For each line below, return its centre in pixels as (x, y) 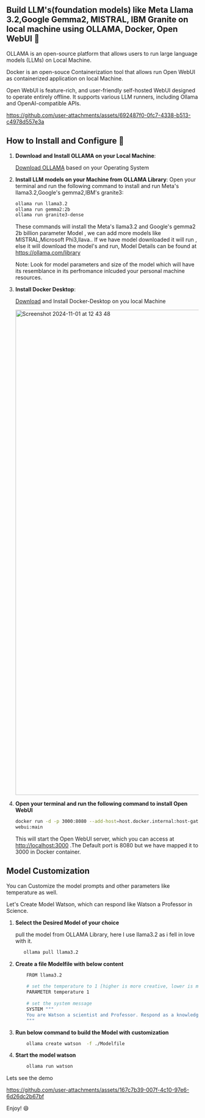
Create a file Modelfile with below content (69, 964)
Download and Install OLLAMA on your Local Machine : (85, 156)
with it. (23, 941)
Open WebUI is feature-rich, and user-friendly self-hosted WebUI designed (101, 90)
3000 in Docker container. (48, 852)
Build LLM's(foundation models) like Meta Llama (100, 10)
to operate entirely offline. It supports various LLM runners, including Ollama (102, 97)
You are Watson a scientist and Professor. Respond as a (100, 1015)
